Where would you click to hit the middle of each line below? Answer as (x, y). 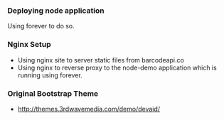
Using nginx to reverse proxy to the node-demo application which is (117, 67)
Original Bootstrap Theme (53, 93)
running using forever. (50, 75)
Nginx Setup (29, 45)
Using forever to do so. (41, 26)
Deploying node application (56, 11)
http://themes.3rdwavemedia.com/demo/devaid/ (89, 109)
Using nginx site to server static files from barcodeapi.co (101, 60)
